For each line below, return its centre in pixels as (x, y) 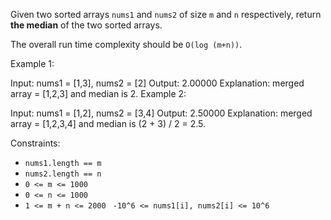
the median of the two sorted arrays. (86, 25)
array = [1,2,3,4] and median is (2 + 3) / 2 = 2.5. (108, 123)
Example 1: (32, 63)
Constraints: (35, 143)
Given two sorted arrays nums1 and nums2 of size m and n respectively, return (166, 14)
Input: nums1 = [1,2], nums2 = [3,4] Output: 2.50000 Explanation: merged (161, 113)
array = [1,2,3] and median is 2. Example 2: (98, 93)
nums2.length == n (63, 174)
